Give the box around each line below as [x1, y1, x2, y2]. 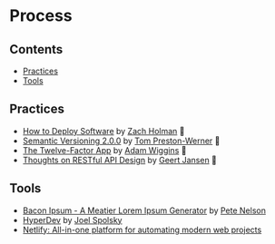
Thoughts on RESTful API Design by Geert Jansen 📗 [22, 154, 218, 165]
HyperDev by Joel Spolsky [22, 214, 123, 225]
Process [9, 5, 73, 26]
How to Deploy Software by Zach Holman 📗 [22, 125, 185, 136]
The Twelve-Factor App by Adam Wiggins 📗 [22, 144, 187, 155]
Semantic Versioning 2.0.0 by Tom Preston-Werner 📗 [22, 135, 221, 146]
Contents [9, 42, 64, 57]
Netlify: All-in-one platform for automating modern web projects [22, 224, 262, 235]
